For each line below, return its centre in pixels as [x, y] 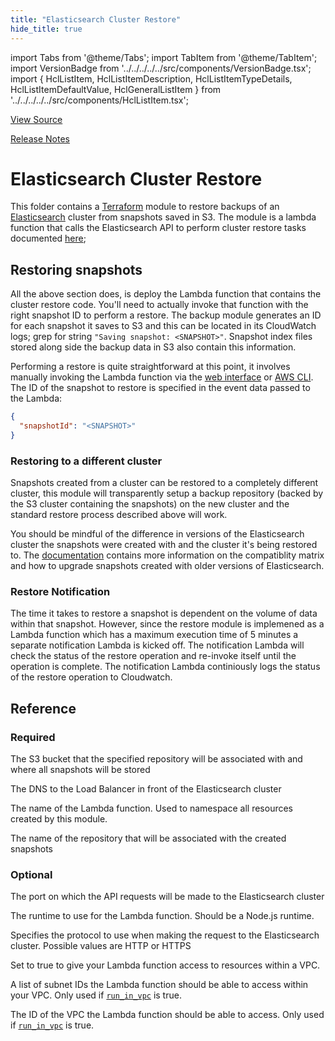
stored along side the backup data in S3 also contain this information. [153, 347]
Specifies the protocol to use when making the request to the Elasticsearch [165, 935]
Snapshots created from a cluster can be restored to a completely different [164, 483]
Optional [31, 875]
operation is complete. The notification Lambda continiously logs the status [165, 667]
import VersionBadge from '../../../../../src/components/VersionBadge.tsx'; [161, 68]
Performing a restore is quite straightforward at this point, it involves [150, 367]
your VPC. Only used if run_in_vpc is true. [96, 995]
